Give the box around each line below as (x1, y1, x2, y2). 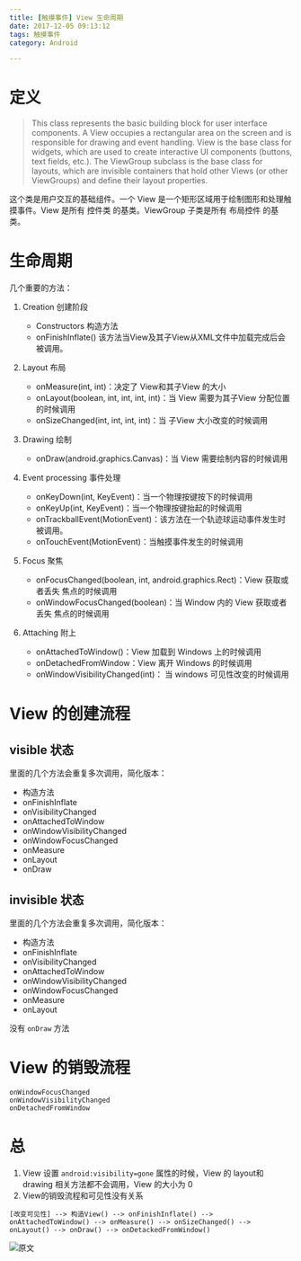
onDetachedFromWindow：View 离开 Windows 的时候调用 (35, 658, 252, 669)
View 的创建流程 (9, 704, 131, 724)
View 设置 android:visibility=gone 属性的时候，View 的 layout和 (22, 1168, 264, 1178)
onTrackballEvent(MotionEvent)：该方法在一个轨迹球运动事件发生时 (35, 514, 286, 525)
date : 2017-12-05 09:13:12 (9, 22, 111, 31)
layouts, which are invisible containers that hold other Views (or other (31, 165, 288, 176)
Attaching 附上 (22, 627, 76, 638)
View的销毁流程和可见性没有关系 (22, 1190, 144, 1201)
